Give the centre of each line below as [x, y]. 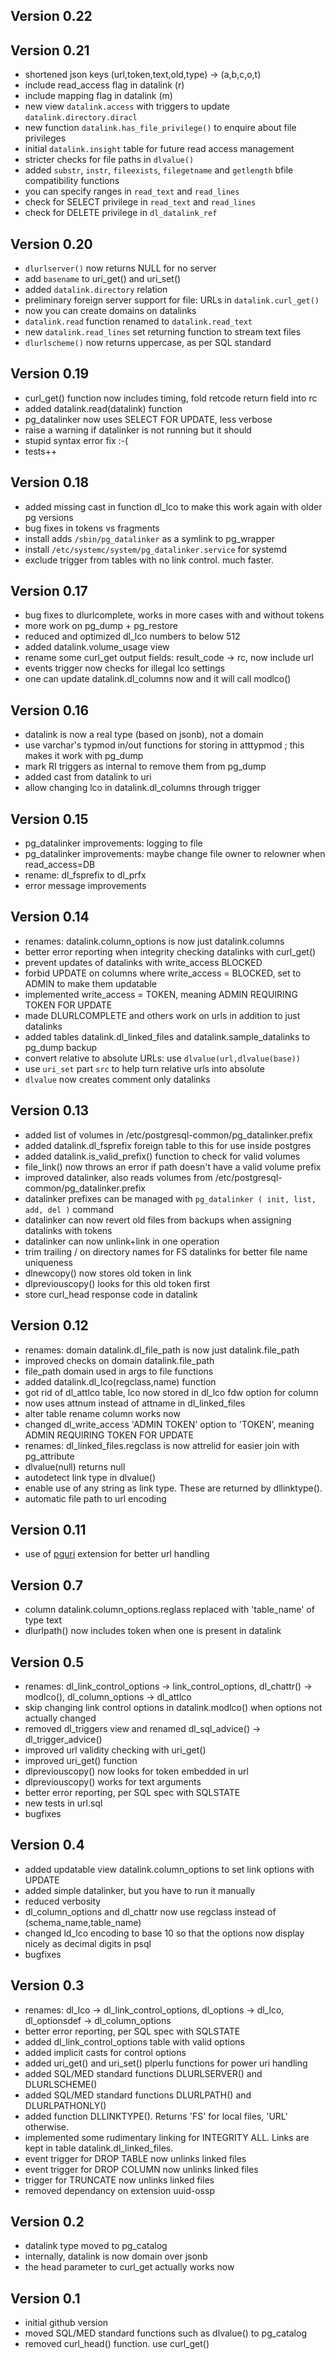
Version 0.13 [50, 1110]
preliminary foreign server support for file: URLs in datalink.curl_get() [172, 300]
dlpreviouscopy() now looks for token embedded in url [136, 1771]
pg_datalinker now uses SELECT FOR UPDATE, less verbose [148, 419]
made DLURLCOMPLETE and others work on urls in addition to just [162, 1015]
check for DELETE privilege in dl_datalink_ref [121, 213]
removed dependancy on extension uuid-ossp [119, 2190]
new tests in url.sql [63, 1803]
